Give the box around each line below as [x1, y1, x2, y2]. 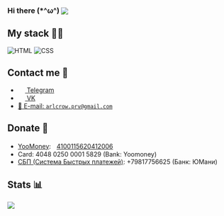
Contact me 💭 [7, 67, 69, 79]
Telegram [26, 86, 55, 94]
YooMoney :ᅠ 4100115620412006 [17, 142, 113, 150]
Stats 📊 [7, 179, 43, 191]
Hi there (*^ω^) [7, 6, 60, 16]
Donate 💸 [7, 123, 49, 135]
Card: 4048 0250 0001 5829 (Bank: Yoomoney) [17, 149, 157, 158]
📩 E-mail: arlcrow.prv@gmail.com [17, 101, 113, 110]
